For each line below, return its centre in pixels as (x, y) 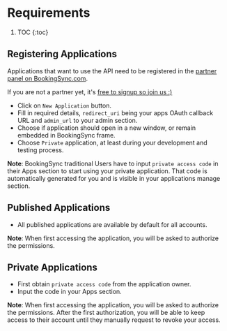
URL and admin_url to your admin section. (77, 120)
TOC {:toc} (33, 32)
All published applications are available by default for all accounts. (112, 224)
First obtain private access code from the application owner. (104, 284)
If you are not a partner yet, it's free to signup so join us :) (90, 91)
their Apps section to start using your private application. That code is (107, 171)
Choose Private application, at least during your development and (112, 142)
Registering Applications (62, 54)
